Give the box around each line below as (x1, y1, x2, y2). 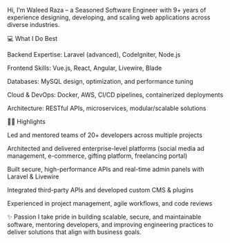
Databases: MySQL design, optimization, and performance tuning (7, 78, 193, 85)
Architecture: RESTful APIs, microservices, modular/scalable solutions (7, 104, 207, 112)
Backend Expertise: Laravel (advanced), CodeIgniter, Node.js (7, 51, 181, 58)
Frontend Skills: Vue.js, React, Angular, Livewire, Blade (7, 64, 162, 72)
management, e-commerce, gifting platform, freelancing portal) (7, 152, 188, 160)
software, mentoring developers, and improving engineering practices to (7, 221, 213, 228)
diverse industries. (7, 21, 60, 28)
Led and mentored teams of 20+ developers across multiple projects (7, 131, 202, 139)
